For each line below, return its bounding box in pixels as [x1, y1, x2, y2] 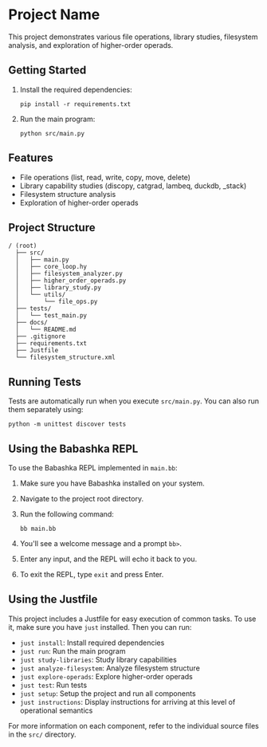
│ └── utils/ [15, 291, 66, 299]
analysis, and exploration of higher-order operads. [8, 40, 174, 49]
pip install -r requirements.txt [19, 100, 132, 108]
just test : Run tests [19, 680, 88, 690]
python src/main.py [19, 129, 85, 137]
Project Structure [8, 221, 96, 234]
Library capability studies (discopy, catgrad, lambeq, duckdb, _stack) [19, 181, 247, 191]
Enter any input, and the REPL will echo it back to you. [19, 554, 198, 564]
